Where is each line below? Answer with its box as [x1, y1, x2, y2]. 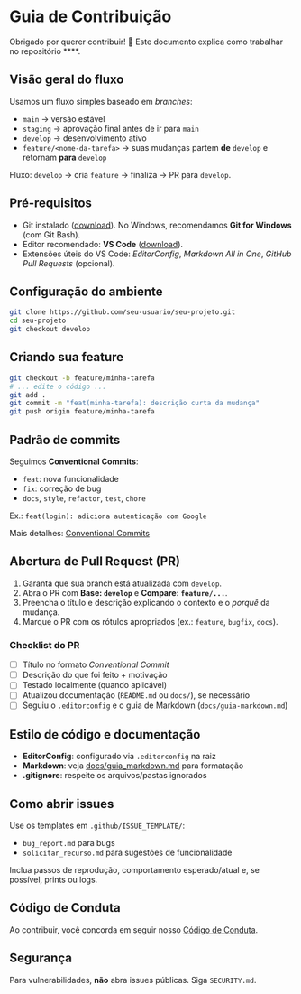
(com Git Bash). [22, 228, 81, 240]
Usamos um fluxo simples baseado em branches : [9, 96, 193, 107]
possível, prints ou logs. [9, 874, 98, 886]
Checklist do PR [9, 638, 80, 651]
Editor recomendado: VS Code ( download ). [22, 238, 183, 249]
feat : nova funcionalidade [22, 474, 119, 484]
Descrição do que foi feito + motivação [22, 670, 168, 681]
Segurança [9, 951, 72, 966]
